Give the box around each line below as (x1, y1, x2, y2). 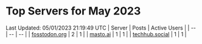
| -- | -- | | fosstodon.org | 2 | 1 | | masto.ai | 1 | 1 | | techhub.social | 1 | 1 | (5, 30, 187, 37)
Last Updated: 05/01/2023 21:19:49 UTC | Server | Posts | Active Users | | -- (5, 24, 196, 31)
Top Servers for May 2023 (5, 4, 141, 18)
